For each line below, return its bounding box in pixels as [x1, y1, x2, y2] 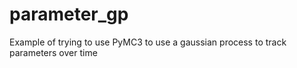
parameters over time [9, 46, 98, 58]
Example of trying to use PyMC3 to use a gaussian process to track [9, 36, 287, 48]
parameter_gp [9, 3, 129, 26]
